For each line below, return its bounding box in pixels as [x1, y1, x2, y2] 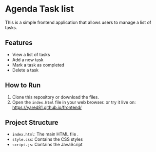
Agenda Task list [5, 3, 74, 15]
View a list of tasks [12, 51, 50, 57]
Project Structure [5, 118, 58, 127]
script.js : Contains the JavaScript [12, 142, 83, 148]
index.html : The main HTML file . [12, 131, 79, 137]
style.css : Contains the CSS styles [12, 136, 83, 142]
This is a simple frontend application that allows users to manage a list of [5, 19, 152, 25]
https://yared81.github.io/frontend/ [12, 104, 82, 110]
